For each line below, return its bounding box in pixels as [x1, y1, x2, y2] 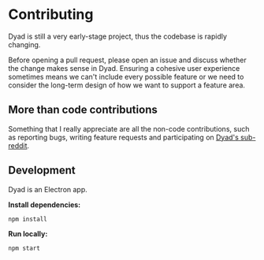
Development [8, 164, 76, 177]
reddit [8, 140, 28, 150]
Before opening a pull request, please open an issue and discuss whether [8, 55, 247, 65]
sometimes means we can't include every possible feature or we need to [8, 72, 244, 81]
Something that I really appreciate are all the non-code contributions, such [8, 124, 250, 133]
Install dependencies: [8, 199, 81, 210]
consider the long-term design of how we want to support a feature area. [8, 80, 246, 90]
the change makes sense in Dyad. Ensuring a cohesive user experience [8, 63, 240, 72]
